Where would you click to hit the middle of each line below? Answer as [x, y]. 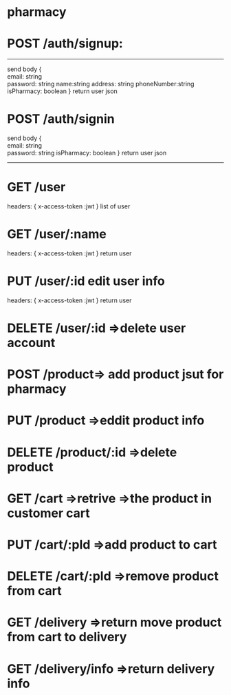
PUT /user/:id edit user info [86, 281]
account [31, 343]
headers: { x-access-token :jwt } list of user [69, 206]
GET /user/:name [57, 234]
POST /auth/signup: [65, 44]
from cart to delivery [67, 637]
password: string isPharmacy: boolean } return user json [87, 153]
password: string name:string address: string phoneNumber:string [101, 84]
